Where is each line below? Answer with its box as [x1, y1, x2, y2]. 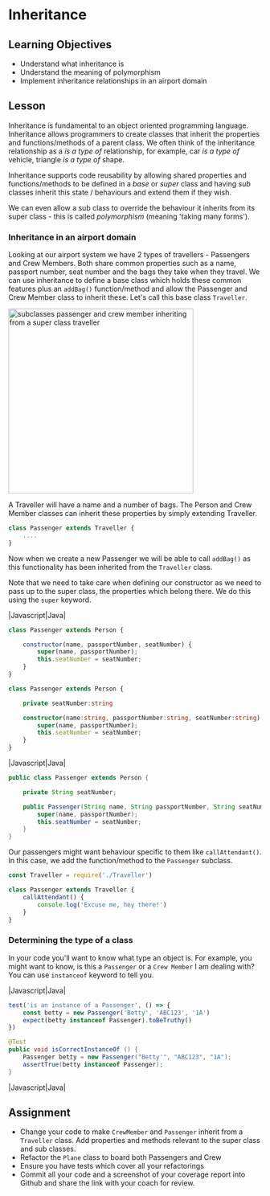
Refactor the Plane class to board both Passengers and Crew [19, 1153, 222, 1162]
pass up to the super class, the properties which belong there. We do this [8, 586, 252, 596]
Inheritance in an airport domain [8, 231, 137, 243]
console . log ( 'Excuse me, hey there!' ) [37, 900, 167, 909]
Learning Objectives [8, 38, 112, 51]
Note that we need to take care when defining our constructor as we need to [8, 577, 262, 588]
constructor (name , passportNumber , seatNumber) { [22, 641, 193, 649]
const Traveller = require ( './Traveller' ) [8, 871, 153, 879]
